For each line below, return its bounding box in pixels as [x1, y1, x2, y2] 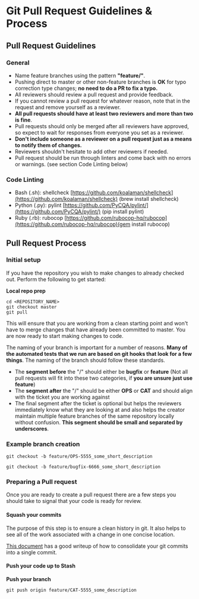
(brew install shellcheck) [119, 195, 179, 203]
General [6, 58, 30, 67]
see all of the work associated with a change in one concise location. [6, 530, 175, 538]
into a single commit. [6, 548, 58, 555]
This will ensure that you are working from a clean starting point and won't [6, 319, 188, 327]
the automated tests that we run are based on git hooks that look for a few [6, 350, 192, 357]
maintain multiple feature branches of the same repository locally [14, 412, 175, 420]
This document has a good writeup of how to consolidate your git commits [6, 542, 188, 550]
